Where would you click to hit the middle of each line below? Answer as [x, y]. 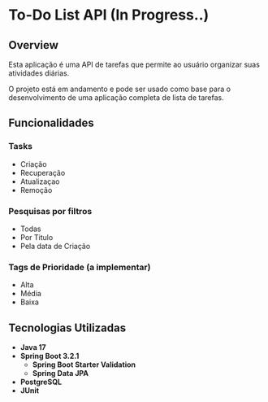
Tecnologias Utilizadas [67, 328]
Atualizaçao [40, 181]
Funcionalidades [52, 123]
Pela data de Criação [55, 246]
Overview [34, 45]
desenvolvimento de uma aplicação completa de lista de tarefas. [117, 98]
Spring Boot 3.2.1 [50, 356]
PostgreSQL [41, 382]
